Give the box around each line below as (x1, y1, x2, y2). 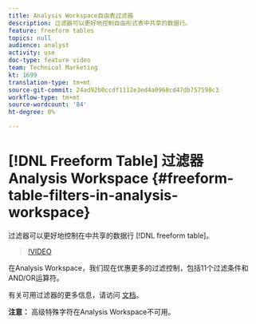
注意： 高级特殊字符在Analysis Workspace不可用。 (8, 306, 175, 316)
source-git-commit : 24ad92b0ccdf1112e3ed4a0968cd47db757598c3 (8, 85, 219, 94)
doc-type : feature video (8, 57, 91, 65)
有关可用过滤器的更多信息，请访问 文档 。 (8, 290, 144, 299)
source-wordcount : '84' (8, 101, 88, 109)
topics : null (8, 34, 52, 42)
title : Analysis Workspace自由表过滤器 (8, 11, 134, 20)
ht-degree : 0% (8, 109, 56, 117)
